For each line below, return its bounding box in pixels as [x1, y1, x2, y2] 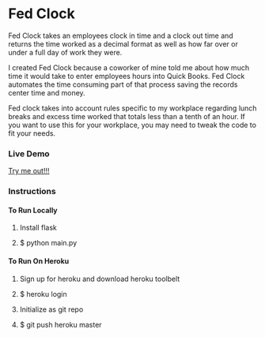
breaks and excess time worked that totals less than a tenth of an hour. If [8, 111, 245, 121]
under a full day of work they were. [8, 47, 123, 57]
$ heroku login [19, 289, 67, 298]
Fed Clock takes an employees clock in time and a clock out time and [8, 31, 233, 40]
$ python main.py [19, 238, 78, 248]
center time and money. [8, 88, 85, 97]
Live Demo [8, 148, 50, 159]
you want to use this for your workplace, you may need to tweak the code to [8, 120, 257, 129]
